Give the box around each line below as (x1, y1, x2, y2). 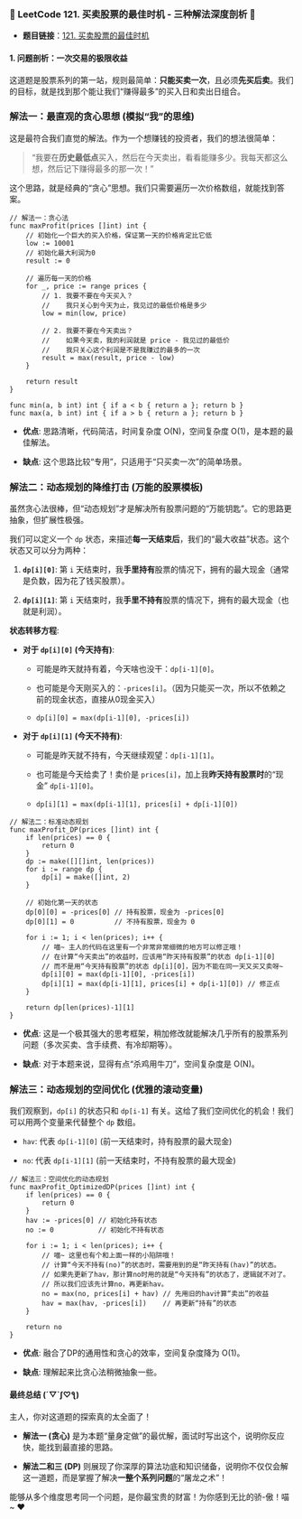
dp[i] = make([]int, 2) (41, 873, 131, 882)
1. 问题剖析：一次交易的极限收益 (9, 52, 128, 63)
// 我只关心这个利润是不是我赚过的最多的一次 (41, 345, 201, 354)
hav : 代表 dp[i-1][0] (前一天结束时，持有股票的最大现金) (22, 1136, 233, 1147)
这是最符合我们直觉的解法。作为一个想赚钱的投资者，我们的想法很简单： (9, 133, 278, 144)
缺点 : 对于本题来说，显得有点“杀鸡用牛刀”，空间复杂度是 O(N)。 (22, 1058, 260, 1069)
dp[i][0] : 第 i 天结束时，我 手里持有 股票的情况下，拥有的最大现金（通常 (22, 564, 290, 575)
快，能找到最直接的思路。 (22, 1441, 118, 1452)
